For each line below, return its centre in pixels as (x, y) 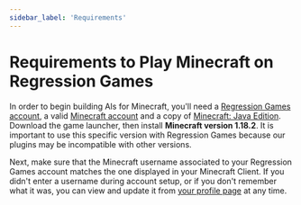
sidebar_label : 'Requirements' (68, 18)
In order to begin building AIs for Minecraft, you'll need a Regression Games (150, 106)
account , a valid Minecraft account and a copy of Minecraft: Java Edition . (145, 116)
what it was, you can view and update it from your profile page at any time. (148, 191)
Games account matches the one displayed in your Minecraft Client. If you (147, 171)
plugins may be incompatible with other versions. (100, 144)
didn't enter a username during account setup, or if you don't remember (143, 181)
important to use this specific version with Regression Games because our (147, 135)
